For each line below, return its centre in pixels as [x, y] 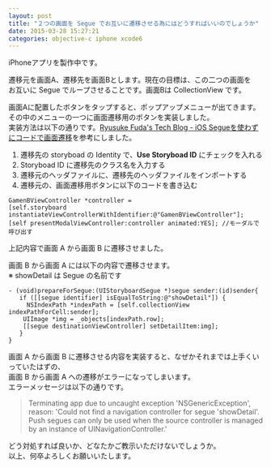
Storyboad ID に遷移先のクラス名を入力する [93, 165]
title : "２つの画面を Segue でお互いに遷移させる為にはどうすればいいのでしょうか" [134, 24]
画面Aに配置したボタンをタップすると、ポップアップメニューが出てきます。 [134, 107]
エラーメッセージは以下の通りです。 [68, 387]
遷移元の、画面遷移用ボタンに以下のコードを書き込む [109, 185]
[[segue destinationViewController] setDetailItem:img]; [121, 326]
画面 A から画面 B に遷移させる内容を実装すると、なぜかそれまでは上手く [131, 357]
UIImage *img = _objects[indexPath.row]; [93, 320]
